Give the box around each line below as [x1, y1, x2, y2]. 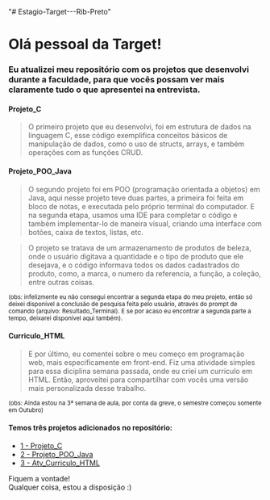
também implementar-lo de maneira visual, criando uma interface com [27, 218, 262, 229]
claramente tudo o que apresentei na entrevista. [8, 84, 201, 95]
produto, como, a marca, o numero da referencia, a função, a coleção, [27, 268, 262, 278]
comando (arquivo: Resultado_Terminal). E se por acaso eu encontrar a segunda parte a [8, 307, 251, 315]
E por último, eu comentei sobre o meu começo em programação [27, 349, 245, 359]
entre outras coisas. [27, 277, 95, 287]
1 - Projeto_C [19, 440, 63, 451]
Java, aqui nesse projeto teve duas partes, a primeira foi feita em [27, 193, 244, 203]
